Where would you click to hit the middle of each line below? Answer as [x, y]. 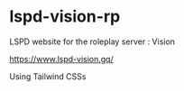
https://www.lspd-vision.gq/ [62, 59]
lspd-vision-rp [65, 17]
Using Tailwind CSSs [48, 76]
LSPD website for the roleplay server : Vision [92, 41]
